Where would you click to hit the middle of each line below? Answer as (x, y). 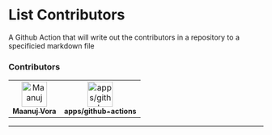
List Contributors (67, 15)
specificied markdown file (51, 45)
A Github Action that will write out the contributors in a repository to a (124, 37)
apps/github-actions (100, 112)
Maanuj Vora (34, 112)
